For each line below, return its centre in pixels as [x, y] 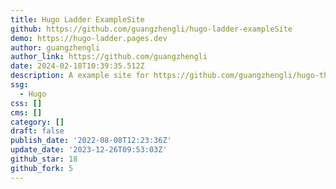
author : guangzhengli [55, 47]
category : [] [37, 122]
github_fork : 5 [42, 168]
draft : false [37, 131]
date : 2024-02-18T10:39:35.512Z [77, 66]
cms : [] [26, 112]
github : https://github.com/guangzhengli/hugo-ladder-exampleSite [151, 29]
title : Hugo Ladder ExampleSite [77, 19]
